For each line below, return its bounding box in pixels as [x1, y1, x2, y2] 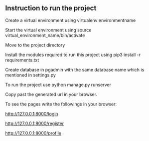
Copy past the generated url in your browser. [5, 91, 97, 97]
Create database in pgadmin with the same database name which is [5, 66, 145, 72]
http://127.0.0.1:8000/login [5, 110, 58, 116]
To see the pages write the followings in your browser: [5, 101, 117, 107]
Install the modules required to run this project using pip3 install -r [5, 51, 141, 57]
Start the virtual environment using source [5, 27, 92, 33]
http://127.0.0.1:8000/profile [5, 130, 61, 136]
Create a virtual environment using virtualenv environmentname [5, 17, 136, 23]
